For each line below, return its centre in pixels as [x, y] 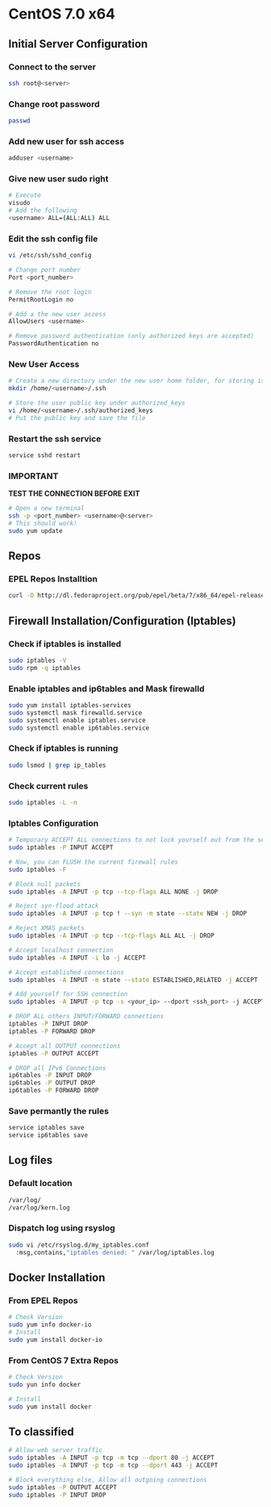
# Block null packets [45, 884]
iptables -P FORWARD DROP [52, 1031]
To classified [41, 1432]
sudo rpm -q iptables [45, 668]
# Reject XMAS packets [46, 928]
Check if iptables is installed [65, 643]
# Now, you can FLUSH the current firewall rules [94, 862]
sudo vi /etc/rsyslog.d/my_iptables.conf [79, 1245]
